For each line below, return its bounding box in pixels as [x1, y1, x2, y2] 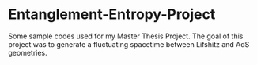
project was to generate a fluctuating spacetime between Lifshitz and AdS [8, 39, 250, 49]
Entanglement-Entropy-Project [8, 5, 216, 23]
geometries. [8, 48, 47, 57]
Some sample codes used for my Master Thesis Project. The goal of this [8, 31, 244, 41]
